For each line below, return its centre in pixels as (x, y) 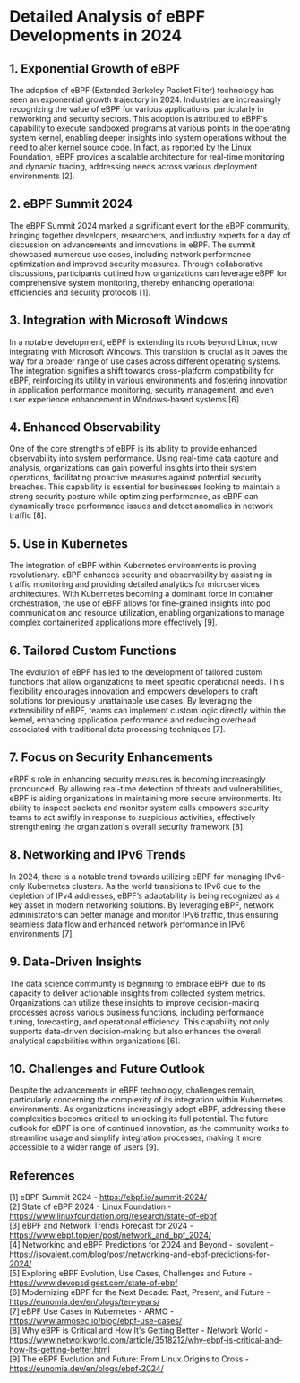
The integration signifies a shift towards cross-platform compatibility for (142, 370)
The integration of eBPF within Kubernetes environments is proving (133, 566)
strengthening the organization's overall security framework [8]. (127, 826)
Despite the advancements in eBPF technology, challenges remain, (133, 1090)
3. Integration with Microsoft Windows (119, 320)
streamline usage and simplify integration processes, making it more (135, 1138)
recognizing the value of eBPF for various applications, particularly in (137, 109)
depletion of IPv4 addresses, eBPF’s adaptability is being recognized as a (145, 895)
